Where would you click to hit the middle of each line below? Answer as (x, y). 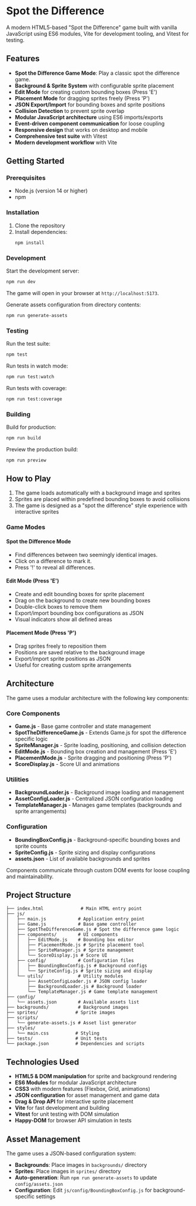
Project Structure (39, 895)
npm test (17, 354)
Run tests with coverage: (37, 388)
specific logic (31, 739)
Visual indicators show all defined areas (64, 619)
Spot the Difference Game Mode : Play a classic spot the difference (97, 73)
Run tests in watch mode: (37, 366)
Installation (23, 213)
